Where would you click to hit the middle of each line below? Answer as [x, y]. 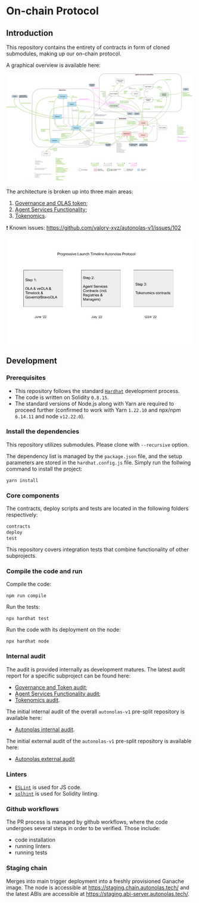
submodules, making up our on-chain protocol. [64, 54]
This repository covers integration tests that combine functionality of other [98, 549]
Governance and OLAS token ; [51, 203]
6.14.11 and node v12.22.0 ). [50, 416]
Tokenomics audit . [38, 700]
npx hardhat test [28, 619]
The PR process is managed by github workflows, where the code [87, 822]
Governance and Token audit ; [51, 687]
